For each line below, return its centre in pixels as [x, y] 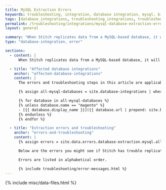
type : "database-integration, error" [44, 42]
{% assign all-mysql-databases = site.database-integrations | [85, 92]
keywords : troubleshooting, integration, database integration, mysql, [80, 14]
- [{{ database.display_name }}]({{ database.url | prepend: [83, 110]
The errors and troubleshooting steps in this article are [80, 83]
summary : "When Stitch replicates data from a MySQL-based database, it [82, 37]
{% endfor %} [32, 119]
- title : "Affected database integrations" [55, 69]
